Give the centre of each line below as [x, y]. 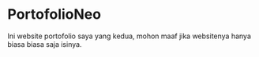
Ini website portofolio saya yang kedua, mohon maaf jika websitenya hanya [129, 36]
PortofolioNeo [54, 14]
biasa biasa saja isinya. [45, 44]
